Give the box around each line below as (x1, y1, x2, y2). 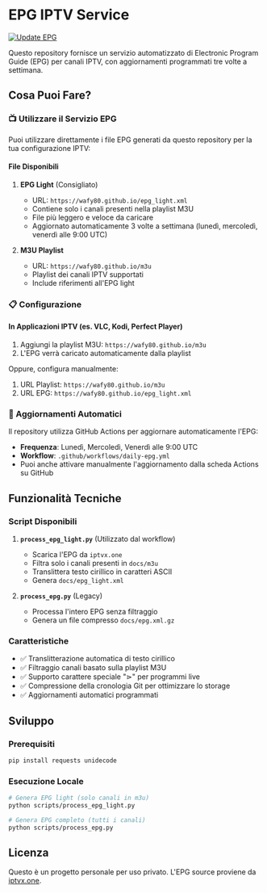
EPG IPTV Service (8, 6, 130, 24)
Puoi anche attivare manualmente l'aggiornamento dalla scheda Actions (19, 459, 260, 469)
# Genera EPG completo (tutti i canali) (8, 815, 147, 824)
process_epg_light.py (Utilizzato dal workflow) (19, 534, 176, 543)
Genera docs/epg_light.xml (31, 575, 124, 585)
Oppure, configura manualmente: (8, 363, 119, 373)
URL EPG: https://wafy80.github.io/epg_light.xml (19, 388, 192, 397)
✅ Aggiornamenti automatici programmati (19, 690, 159, 700)
